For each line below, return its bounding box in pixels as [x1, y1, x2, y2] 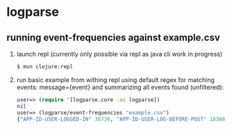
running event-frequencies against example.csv [6, 32, 220, 43]
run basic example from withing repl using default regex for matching [16, 75, 215, 83]
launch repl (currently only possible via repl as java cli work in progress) [16, 50, 223, 58]
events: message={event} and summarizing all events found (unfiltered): [16, 83, 224, 91]
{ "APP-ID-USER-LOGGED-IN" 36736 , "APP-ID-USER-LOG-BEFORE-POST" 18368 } [16, 115, 229, 123]
